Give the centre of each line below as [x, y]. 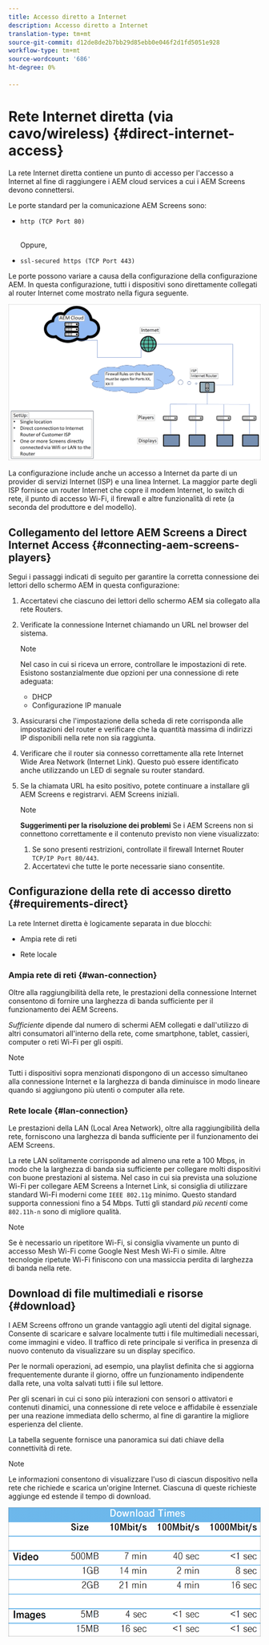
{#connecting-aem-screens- [166, 545]
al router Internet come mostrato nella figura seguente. [99, 293]
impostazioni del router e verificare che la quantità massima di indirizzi [136, 729]
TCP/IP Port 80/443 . [65, 858]
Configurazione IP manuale [76, 705]
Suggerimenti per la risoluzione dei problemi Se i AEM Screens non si [137, 825]
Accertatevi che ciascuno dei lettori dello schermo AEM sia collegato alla [140, 601]
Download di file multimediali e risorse [106, 1293]
